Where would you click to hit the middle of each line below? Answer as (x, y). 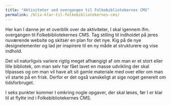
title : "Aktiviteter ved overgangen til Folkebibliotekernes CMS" (77, 10)
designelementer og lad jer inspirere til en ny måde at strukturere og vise (82, 45)
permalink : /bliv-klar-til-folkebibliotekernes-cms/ (63, 15)
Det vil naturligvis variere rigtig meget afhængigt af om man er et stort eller (84, 61)
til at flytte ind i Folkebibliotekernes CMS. (48, 98)
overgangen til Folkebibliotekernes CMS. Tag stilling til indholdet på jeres (82, 35)
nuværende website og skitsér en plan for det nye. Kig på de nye (73, 40)
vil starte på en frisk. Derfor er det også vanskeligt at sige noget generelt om (86, 77)
